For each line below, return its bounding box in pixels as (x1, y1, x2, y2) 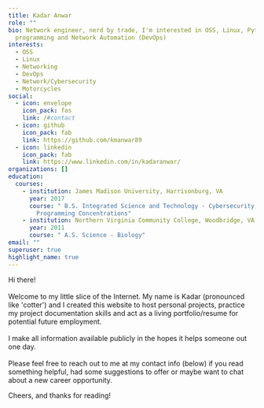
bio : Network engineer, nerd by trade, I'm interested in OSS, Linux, (8, 26, 244, 34)
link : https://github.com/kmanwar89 (22, 135, 143, 144)
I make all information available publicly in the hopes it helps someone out (8, 333, 247, 343)
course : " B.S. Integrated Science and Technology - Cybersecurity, (28, 202, 258, 210)
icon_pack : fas (22, 107, 72, 115)
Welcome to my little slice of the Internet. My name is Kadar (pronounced (8, 291, 245, 301)
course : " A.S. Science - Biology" (28, 232, 146, 239)
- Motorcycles (15, 84, 61, 93)
